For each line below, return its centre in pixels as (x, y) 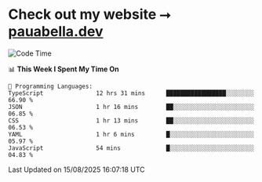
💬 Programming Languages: (50, 86)
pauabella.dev (56, 32)
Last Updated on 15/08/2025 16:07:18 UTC (76, 169)
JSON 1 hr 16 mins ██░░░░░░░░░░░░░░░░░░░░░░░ (131, 107)
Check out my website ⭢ (89, 15)
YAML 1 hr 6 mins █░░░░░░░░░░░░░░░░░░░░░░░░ (131, 134)
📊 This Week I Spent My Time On (64, 69)
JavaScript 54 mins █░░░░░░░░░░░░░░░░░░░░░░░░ (131, 148)
